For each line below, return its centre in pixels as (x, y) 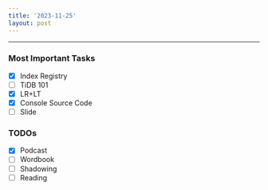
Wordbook (37, 160)
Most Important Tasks (52, 58)
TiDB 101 (34, 85)
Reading (33, 177)
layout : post (30, 23)
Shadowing (38, 168)
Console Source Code (56, 103)
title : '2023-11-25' (43, 16)
